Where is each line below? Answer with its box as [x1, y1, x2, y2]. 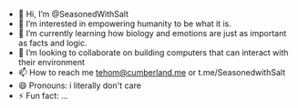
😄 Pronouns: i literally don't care [17, 80, 141, 91]
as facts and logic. [17, 37, 88, 48]
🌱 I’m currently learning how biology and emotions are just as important [17, 28, 287, 38]
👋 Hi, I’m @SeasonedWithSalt [17, 9, 129, 19]
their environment [17, 57, 85, 67]
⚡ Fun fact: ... [17, 91, 68, 101]
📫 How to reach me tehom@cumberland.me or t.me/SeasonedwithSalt [17, 67, 285, 77]
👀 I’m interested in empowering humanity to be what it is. [17, 18, 232, 29]
